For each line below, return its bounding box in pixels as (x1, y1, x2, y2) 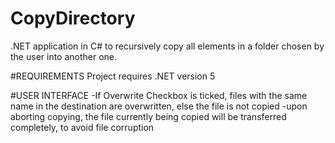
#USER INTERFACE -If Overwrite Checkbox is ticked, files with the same (10, 89, 308, 101)
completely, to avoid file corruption (10, 121, 155, 133)
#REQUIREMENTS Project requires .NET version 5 (10, 70, 216, 82)
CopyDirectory (10, 7, 136, 30)
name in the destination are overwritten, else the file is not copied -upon (10, 100, 308, 112)
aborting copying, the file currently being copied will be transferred (10, 110, 287, 122)
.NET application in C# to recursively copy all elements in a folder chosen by (10, 40, 325, 52)
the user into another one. (10, 50, 118, 62)
